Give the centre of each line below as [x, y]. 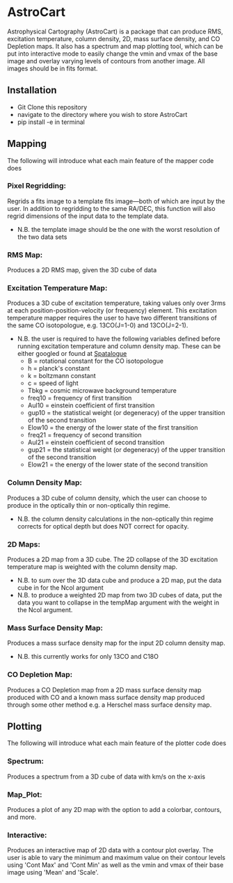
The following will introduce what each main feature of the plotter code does [117, 743]
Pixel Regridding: [37, 186]
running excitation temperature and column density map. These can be [119, 346]
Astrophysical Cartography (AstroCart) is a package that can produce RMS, [115, 31]
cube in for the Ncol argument [60, 588]
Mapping [27, 144]
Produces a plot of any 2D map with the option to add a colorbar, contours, [114, 810]
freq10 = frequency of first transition [80, 398]
